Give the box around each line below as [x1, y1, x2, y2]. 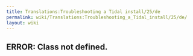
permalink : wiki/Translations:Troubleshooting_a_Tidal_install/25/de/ [6, 14, 188, 20]
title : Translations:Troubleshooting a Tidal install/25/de [6, 8, 161, 15]
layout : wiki [6, 20, 39, 26]
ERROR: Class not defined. [6, 42, 108, 52]
